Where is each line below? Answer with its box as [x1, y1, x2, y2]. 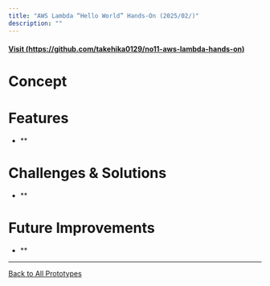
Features [8, 110, 69, 127]
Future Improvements [8, 219, 155, 238]
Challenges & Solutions [8, 164, 167, 182]
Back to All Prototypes [8, 269, 82, 279]
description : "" [8, 19, 63, 27]
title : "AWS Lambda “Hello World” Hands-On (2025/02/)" [8, 11, 199, 20]
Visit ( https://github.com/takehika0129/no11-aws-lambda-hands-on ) [8, 44, 245, 54]
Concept [8, 73, 67, 91]
